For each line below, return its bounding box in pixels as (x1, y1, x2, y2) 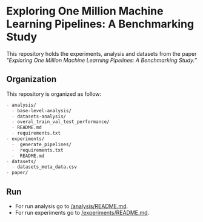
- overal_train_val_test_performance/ (12, 119, 110, 125)
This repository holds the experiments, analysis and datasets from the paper (6, 50, 197, 57)
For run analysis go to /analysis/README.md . (15, 202, 128, 210)
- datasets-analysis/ (12, 113, 67, 119)
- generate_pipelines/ (12, 141, 72, 147)
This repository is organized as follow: (6, 90, 102, 98)
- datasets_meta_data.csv (12, 164, 78, 170)
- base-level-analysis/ (12, 107, 72, 113)
